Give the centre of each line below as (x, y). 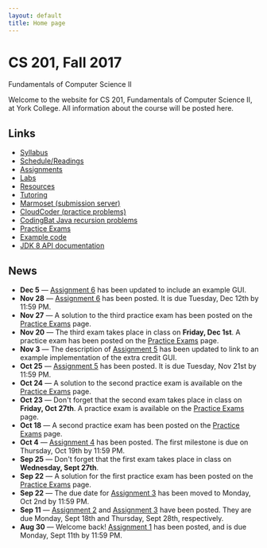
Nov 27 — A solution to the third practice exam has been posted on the (136, 315)
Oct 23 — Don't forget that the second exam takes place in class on (131, 400)
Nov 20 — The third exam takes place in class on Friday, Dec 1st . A (130, 332)
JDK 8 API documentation (62, 246)
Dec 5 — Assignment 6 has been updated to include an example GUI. (133, 290)
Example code (43, 237)
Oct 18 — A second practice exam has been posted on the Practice (130, 425)
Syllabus (34, 153)
